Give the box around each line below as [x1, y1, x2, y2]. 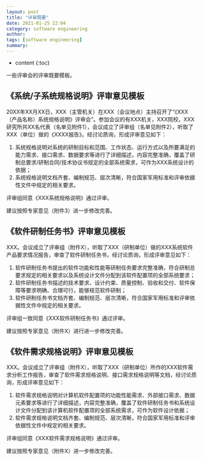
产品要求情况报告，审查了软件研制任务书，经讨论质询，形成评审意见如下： [6, 251, 192, 258]
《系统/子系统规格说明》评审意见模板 [6, 91, 145, 101]
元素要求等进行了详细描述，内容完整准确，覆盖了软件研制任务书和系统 [14, 399, 190, 406]
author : [6, 31, 26, 37]
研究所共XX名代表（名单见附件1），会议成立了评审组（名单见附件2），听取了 [6, 123, 194, 130]
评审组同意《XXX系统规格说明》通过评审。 [6, 194, 113, 201]
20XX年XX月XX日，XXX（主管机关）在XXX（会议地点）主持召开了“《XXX [6, 108, 188, 115]
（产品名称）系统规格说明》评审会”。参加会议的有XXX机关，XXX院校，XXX [6, 115, 195, 123]
